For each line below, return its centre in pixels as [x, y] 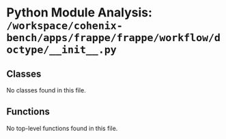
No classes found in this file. [46, 90]
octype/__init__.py [61, 50]
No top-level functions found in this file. [62, 128]
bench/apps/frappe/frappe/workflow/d [114, 38]
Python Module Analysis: [80, 13]
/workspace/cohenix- [65, 26]
